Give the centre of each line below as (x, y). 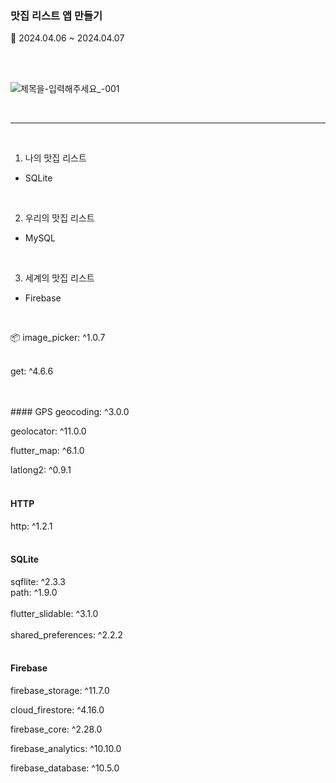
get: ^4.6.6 (32, 371)
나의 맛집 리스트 (55, 158)
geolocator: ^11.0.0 (48, 431)
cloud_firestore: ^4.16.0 (57, 709)
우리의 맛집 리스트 (59, 218)
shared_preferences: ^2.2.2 (67, 634)
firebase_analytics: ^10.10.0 (66, 748)
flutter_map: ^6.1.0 (47, 451)
